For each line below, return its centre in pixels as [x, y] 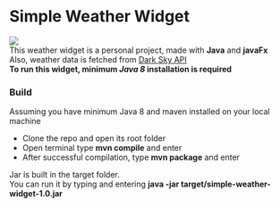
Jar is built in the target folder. [65, 175]
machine [25, 121]
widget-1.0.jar [36, 194]
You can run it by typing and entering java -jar [94, 184]
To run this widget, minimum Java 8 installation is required [121, 69]
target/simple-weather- [225, 184]
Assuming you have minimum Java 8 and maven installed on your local [140, 112]
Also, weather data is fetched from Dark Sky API [98, 59]
